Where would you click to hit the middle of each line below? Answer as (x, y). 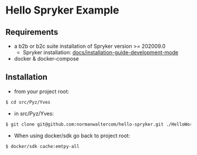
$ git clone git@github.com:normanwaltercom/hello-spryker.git (85, 124)
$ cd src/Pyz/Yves (28, 102)
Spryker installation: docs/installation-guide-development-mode (101, 52)
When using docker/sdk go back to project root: (72, 136)
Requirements (32, 32)
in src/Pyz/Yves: (34, 113)
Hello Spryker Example (62, 10)
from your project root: (41, 91)
